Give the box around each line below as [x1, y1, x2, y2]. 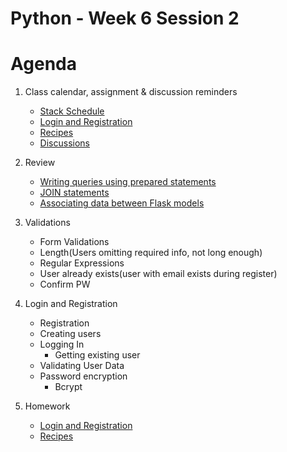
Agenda [10, 53, 77, 76]
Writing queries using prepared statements [39, 176, 217, 188]
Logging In [39, 338, 85, 351]
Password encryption [39, 370, 128, 382]
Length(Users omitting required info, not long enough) [39, 247, 263, 259]
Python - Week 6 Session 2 [10, 7, 240, 30]
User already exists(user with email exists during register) [39, 268, 278, 280]
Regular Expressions [39, 257, 125, 269]
